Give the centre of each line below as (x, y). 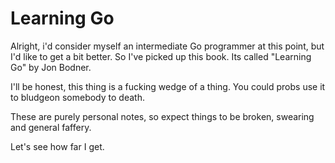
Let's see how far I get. (57, 146)
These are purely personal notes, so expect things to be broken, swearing (162, 116)
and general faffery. (51, 127)
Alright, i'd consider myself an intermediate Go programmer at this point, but (167, 46)
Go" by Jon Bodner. (51, 67)
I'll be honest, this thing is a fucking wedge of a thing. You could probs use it (168, 86)
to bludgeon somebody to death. (77, 97)
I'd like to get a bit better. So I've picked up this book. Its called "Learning (161, 56)
